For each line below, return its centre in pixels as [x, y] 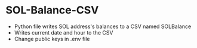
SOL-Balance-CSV [52, 10]
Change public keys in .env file [52, 39]
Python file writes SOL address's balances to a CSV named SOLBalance [103, 26]
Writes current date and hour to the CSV [64, 32]
